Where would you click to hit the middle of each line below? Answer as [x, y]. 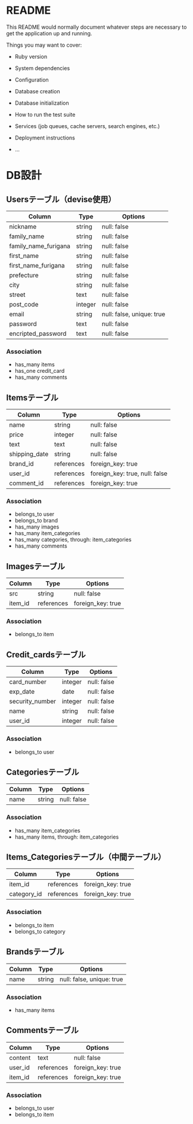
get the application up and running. [49, 33]
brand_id [21, 464]
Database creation [38, 91]
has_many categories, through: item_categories [73, 540]
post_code [24, 304]
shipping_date [29, 454]
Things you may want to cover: [44, 45]
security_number [33, 701]
